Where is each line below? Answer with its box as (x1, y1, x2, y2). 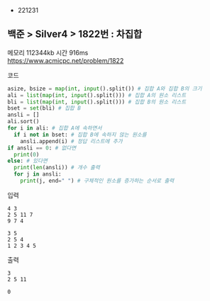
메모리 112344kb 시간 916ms (7, 48, 89, 57)
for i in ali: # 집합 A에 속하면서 (7, 125, 102, 132)
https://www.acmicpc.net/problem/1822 (7, 56, 124, 64)
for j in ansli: (13, 171, 62, 178)
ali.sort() (7, 118, 40, 125)
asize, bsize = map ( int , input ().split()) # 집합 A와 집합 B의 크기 (7, 85, 202, 92)
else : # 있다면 (7, 157, 48, 165)
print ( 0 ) (13, 151, 40, 158)
